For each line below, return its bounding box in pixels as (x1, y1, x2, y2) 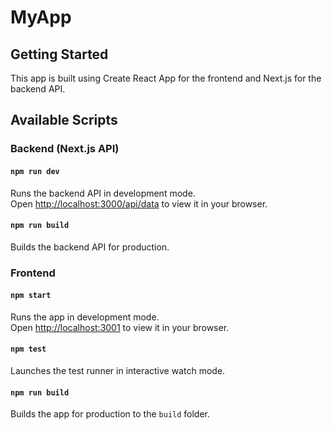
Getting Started (10, 46, 109, 63)
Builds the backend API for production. (10, 241, 170, 253)
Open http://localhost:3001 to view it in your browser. (10, 321, 230, 333)
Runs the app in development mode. (10, 311, 160, 323)
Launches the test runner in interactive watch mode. (10, 365, 226, 377)
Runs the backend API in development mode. (10, 187, 196, 199)
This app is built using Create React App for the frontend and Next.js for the (10, 72, 322, 84)
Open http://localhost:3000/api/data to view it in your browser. (10, 197, 268, 210)
